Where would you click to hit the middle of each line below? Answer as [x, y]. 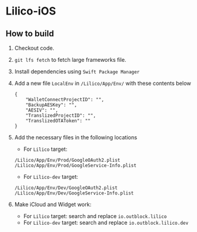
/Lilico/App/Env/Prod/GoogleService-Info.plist [75, 165]
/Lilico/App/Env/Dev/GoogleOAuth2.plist [66, 188]
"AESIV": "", [42, 110]
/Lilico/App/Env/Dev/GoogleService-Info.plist [74, 193]
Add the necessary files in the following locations [76, 137]
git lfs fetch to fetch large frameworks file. [70, 60]
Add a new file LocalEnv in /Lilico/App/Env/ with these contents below [103, 83]
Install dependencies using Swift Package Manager [77, 71]
